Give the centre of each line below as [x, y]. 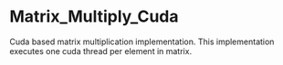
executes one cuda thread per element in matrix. [101, 51]
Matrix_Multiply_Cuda [94, 17]
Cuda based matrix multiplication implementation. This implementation [142, 42]
